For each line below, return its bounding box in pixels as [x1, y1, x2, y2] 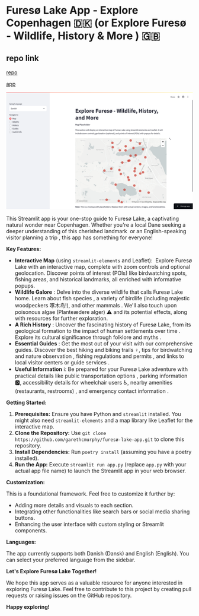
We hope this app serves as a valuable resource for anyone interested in [6, 579, 183, 586]
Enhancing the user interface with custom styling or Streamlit [14, 520, 164, 528]
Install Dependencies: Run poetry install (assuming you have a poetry [14, 449, 192, 455]
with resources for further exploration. [14, 315, 108, 322]
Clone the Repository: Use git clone [14, 430, 107, 436]
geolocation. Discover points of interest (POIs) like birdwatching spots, [14, 269, 187, 277]
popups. [14, 282, 36, 289]
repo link [6, 53, 40, 63]
